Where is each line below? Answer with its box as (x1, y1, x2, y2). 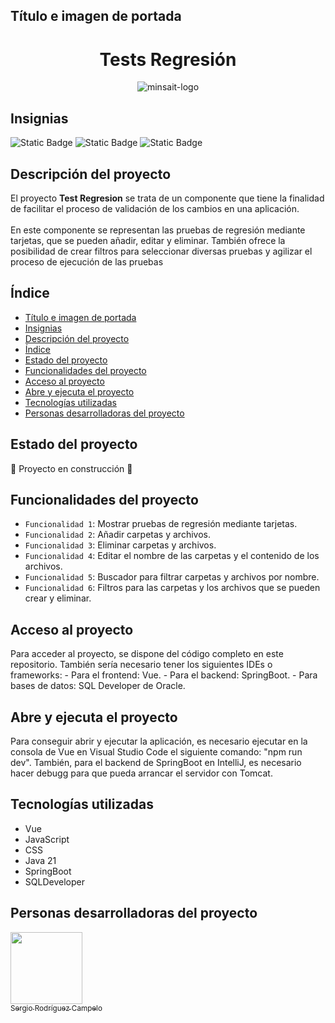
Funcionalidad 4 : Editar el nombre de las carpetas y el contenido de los (24, 550, 320, 562)
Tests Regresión (99, 48, 237, 71)
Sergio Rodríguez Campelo (10, 1003, 103, 1013)
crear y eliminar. (24, 592, 92, 604)
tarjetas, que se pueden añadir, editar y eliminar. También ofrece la (10, 234, 286, 246)
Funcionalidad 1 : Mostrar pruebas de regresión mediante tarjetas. (24, 518, 298, 530)
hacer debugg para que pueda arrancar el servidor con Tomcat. (10, 767, 273, 779)
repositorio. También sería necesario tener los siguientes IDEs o (10, 659, 273, 671)
